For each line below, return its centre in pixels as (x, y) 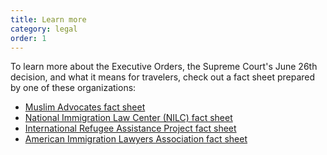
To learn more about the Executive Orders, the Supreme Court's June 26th (164, 67)
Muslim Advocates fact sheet (85, 107)
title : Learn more (48, 19)
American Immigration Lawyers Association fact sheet (136, 139)
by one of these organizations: (73, 88)
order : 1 (28, 38)
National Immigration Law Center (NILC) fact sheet (128, 118)
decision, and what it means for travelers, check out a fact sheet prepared (163, 77)
